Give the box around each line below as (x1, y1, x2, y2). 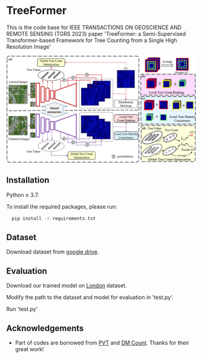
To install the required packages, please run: (6, 203, 117, 210)
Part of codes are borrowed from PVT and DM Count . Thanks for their (15, 339, 189, 346)
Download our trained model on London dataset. (6, 282, 127, 289)
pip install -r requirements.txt (11, 215, 96, 221)
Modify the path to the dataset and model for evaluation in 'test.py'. (6, 294, 174, 301)
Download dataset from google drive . (6, 248, 99, 255)
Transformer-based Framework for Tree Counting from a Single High (6, 36, 177, 44)
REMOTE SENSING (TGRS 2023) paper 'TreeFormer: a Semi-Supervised (6, 30, 186, 37)
